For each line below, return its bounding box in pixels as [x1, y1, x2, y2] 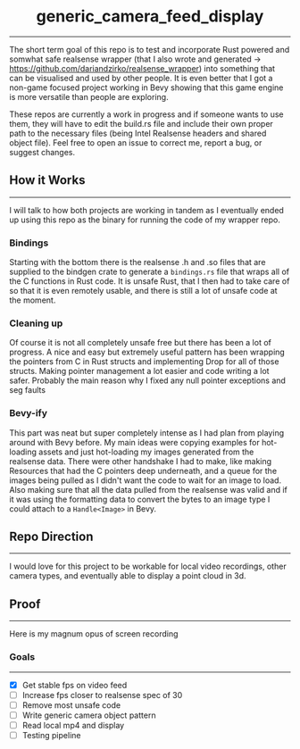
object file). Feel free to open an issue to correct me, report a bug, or [9, 137, 262, 148]
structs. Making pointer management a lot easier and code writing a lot [9, 366, 270, 377]
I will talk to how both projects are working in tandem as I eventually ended [9, 204, 284, 215]
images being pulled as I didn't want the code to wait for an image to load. [9, 475, 282, 486]
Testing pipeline [21, 729, 81, 740]
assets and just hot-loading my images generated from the [38, 446, 254, 457]
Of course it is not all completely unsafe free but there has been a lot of [9, 337, 272, 348]
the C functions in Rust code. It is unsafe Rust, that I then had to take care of [9, 276, 290, 287]
